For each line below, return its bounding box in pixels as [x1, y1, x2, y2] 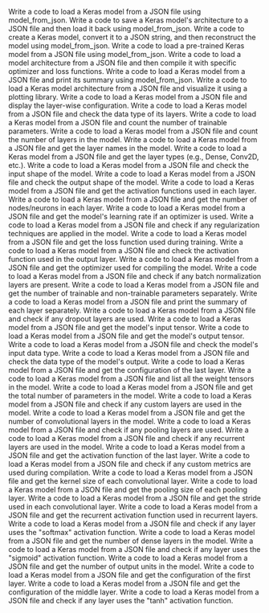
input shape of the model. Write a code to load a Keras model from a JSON [8, 169, 255, 178]
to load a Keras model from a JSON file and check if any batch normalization [8, 272, 262, 280]
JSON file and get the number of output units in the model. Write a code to [8, 562, 255, 571]
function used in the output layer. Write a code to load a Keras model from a [8, 255, 259, 264]
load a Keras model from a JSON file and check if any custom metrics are [8, 460, 251, 468]
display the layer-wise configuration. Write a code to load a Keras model [8, 100, 247, 110]
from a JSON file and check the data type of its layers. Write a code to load [8, 109, 257, 119]
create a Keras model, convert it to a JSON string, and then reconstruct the [8, 32, 257, 42]
